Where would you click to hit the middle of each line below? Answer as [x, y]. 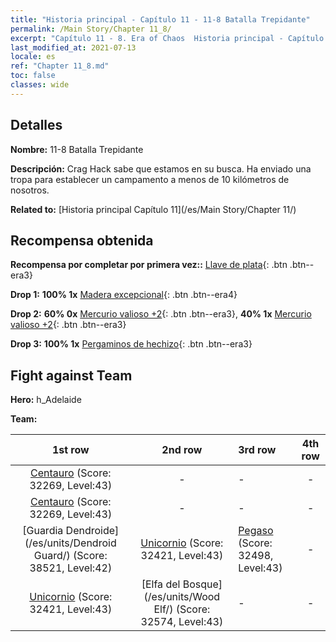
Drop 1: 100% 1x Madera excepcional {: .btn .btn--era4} [124, 295]
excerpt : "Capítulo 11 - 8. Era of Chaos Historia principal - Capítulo [167, 38]
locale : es [33, 57]
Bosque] [202, 584]
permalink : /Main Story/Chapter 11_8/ [91, 29]
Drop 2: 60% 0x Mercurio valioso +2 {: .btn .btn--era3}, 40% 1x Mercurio [161, 314]
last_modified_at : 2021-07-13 [73, 47]
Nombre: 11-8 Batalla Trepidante [77, 149]
